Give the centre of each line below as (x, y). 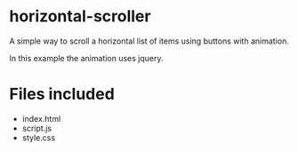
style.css (39, 137)
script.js (36, 128)
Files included (62, 94)
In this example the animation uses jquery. (86, 58)
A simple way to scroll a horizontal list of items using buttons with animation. (149, 41)
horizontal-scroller (80, 16)
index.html (41, 118)
